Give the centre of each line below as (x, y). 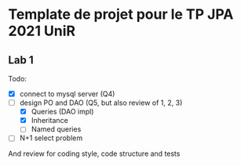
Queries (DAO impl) (62, 112)
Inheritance (49, 121)
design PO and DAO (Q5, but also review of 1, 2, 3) (101, 103)
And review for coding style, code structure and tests (94, 153)
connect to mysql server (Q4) (67, 94)
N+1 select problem (51, 138)
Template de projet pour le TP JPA (121, 14)
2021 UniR (42, 31)
